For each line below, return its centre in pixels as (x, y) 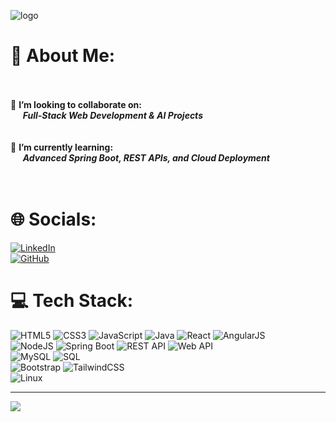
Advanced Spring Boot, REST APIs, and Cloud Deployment (146, 157)
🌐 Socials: (53, 219)
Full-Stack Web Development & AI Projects (112, 115)
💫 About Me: (63, 56)
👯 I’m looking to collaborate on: (76, 104)
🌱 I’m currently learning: (62, 147)
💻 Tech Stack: (72, 301)
